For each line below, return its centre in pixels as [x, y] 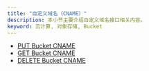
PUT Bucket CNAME [46, 46]
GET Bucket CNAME [46, 53]
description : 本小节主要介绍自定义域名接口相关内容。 [77, 20]
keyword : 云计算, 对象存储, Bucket [55, 26]
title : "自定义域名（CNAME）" [47, 13]
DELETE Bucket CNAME [52, 61]
